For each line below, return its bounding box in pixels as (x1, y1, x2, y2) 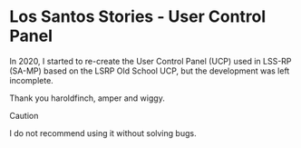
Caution (9, 110, 39, 121)
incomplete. (9, 74, 54, 85)
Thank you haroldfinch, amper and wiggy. (9, 93, 165, 104)
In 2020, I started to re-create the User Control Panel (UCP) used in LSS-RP (9, 55, 292, 66)
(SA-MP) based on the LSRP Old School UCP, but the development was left (9, 65, 290, 76)
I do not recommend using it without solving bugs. (9, 127, 197, 138)
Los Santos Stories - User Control (9, 6, 267, 27)
